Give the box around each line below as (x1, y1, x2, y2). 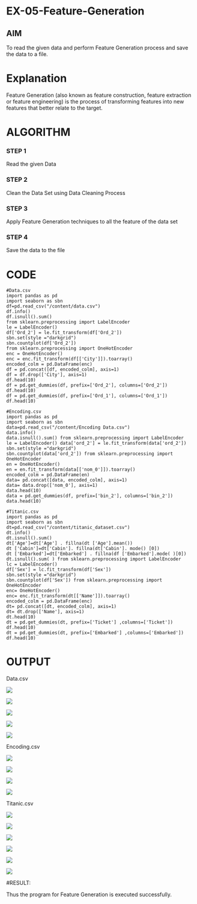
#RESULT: (6, 879, 31, 887)
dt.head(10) (6, 614, 36, 621)
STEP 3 (6, 204, 28, 212)
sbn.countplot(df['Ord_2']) (6, 340, 77, 347)
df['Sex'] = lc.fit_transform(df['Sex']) (6, 567, 112, 573)
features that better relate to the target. (6, 104, 103, 111)
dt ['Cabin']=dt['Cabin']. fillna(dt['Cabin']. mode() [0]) (6, 546, 160, 552)
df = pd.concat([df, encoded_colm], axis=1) (6, 367, 120, 373)
